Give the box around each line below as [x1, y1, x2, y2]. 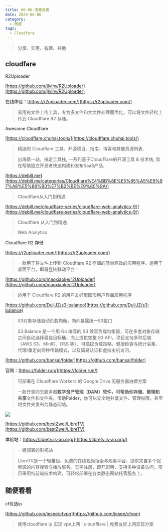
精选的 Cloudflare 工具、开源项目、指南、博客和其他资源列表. [17, 145, 144, 151]
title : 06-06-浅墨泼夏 [5, 7, 50, 13]
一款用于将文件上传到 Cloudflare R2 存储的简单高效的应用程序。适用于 [17, 260, 163, 266]
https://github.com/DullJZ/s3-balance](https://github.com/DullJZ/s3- [7, 302, 150, 308]
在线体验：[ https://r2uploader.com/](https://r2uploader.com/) [5, 98, 132, 104]
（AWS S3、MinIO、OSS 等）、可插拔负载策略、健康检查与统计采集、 [17, 340, 160, 346]
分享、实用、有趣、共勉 [17, 45, 66, 51]
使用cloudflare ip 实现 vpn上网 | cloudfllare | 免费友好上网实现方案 [17, 521, 154, 527]
